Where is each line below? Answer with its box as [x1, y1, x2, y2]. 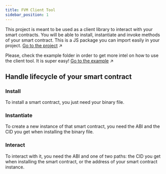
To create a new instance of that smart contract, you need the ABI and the [5, 123, 160, 130]
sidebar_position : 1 [5, 12, 49, 17]
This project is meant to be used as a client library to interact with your [5, 26, 153, 32]
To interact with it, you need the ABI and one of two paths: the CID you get [5, 153, 161, 159]
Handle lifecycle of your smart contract [5, 72, 132, 81]
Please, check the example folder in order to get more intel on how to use [5, 52, 159, 59]
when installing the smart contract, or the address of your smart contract [5, 158, 157, 164]
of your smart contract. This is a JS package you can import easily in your [5, 37, 160, 43]
